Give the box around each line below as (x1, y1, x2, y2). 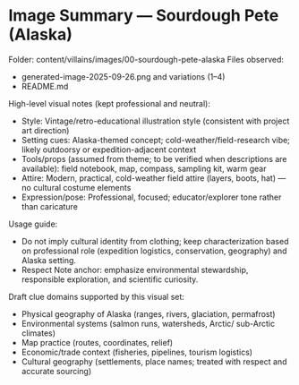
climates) (21, 328, 56, 338)
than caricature (21, 201, 78, 211)
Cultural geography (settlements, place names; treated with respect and (21, 355, 287, 367)
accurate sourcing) (21, 365, 92, 376)
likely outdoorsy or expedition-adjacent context (21, 144, 197, 155)
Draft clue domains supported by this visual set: (8, 291, 185, 302)
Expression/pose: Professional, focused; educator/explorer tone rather (21, 192, 282, 202)
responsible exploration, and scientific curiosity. (21, 274, 199, 285)
